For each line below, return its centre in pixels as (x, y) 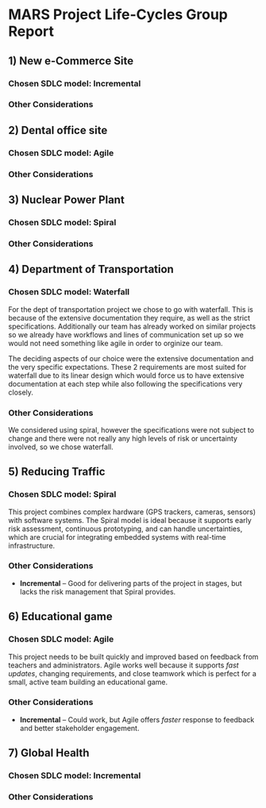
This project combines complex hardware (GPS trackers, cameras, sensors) (132, 512)
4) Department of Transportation (91, 269)
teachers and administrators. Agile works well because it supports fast (124, 665)
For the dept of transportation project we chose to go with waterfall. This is (131, 309)
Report (31, 31)
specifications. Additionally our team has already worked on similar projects (132, 326)
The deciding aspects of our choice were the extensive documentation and (131, 358)
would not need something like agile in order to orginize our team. (116, 343)
